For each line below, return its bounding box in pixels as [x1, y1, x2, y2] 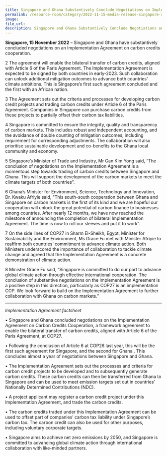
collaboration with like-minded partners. [5, 445, 87, 451]
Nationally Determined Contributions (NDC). [5, 384, 95, 390]
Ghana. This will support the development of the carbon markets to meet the [5, 174, 162, 180]
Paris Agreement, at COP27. [5, 333, 62, 339]
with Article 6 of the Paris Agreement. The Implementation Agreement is [5, 65, 153, 71]
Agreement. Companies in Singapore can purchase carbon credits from [5, 107, 152, 113]
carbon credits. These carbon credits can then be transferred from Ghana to [5, 374, 162, 380]
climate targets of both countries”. [5, 179, 75, 185]
